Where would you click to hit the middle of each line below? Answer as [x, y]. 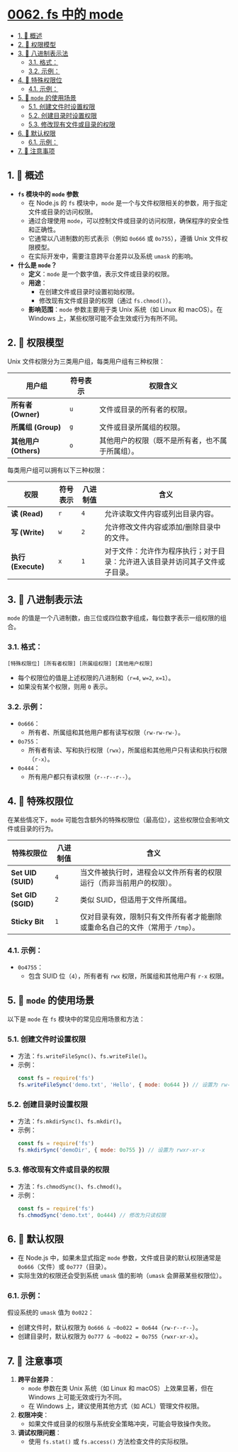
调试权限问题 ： [39, 1432]
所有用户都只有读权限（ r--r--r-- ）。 [81, 776]
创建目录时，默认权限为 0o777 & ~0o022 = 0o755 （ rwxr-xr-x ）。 [109, 1336]
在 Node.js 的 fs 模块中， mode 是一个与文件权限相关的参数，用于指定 [128, 202]
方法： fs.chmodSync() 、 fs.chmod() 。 [71, 1186]
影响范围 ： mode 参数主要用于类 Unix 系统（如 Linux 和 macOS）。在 [125, 309]
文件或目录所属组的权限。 [142, 427]
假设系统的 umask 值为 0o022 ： [51, 1312]
